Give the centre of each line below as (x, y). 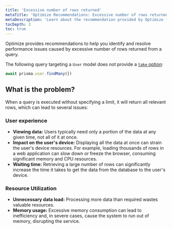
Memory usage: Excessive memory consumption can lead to (77, 211)
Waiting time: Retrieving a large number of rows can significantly (82, 165)
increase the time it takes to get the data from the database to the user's (89, 170)
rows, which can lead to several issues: (47, 107)
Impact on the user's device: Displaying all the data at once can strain (87, 143)
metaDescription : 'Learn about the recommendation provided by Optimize (84, 19)
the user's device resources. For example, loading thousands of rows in (88, 148)
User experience (26, 121)
